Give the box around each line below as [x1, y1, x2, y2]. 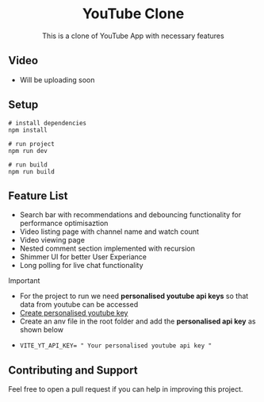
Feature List [8, 189, 68, 202]
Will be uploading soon [19, 75, 95, 84]
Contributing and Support [8, 363, 138, 377]
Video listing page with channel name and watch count [19, 227, 200, 236]
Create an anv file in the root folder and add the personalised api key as [19, 316, 256, 326]
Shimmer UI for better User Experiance [19, 252, 147, 262]
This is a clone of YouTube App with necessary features [42, 31, 224, 40]
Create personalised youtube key [19, 308, 128, 318]
